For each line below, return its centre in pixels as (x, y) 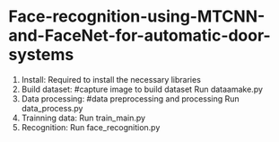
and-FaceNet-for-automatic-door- (139, 35)
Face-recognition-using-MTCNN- (137, 17)
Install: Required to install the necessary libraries (111, 79)
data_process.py (52, 108)
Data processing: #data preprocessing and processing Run (130, 98)
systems (41, 55)
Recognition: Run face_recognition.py (91, 127)
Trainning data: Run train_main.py (83, 118)
